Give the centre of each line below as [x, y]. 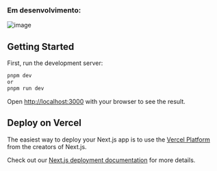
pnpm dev [20, 76]
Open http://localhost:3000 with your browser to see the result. [97, 101]
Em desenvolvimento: [44, 10]
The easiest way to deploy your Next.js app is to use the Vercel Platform [109, 140]
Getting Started [41, 47]
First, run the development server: [55, 63]
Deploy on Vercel [44, 123]
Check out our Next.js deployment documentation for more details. [101, 160]
